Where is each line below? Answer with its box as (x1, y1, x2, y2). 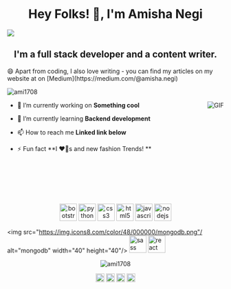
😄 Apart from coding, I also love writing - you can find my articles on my (7, 67, 213, 75)
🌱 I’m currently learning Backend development (16, 114, 151, 123)
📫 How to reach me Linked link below (16, 128, 127, 137)
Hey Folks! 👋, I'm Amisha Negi (28, 6, 203, 22)
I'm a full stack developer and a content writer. (13, 48, 218, 61)
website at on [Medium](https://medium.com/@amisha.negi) (7, 74, 179, 82)
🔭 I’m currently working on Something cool (16, 101, 140, 109)
